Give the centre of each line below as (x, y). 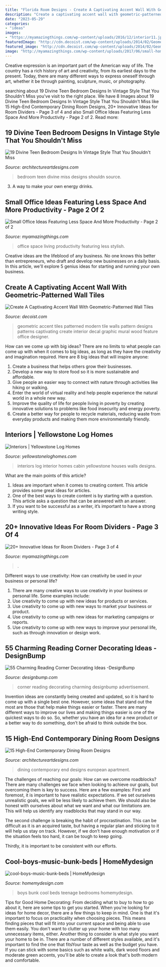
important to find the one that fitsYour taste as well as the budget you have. (82, 944)
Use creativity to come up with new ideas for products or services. (80, 601)
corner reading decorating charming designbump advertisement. (83, 687)
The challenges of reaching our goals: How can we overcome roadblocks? (81, 780)
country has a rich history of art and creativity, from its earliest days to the (81, 70)
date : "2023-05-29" (25, 19)
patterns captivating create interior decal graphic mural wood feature (87, 331)
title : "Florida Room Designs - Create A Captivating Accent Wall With (80, 10)
